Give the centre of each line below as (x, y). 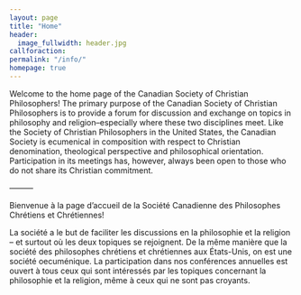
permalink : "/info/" (48, 60)
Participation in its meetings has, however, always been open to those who (148, 161)
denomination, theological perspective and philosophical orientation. (137, 151)
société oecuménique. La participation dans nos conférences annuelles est (149, 261)
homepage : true (38, 69)
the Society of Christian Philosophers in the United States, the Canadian (143, 132)
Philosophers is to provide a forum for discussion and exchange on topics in (150, 113)
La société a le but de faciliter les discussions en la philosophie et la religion (150, 232)
